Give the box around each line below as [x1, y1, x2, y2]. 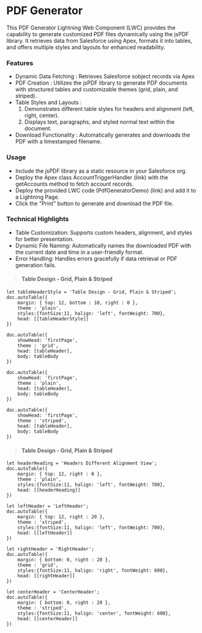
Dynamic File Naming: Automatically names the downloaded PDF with [15, 241, 192, 249]
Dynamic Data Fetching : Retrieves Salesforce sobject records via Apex [15, 73, 195, 80]
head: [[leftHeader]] [17, 530, 72, 536]
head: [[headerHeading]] [17, 487, 81, 493]
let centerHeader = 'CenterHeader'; [6, 589, 100, 595]
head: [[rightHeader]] [17, 573, 75, 579]
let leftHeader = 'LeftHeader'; [6, 503, 89, 509]
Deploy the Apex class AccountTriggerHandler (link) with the [15, 173, 168, 181]
